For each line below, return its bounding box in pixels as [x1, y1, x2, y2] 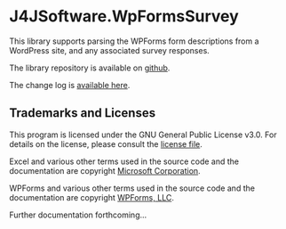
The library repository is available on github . [9, 62, 171, 73]
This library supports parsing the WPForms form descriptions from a [9, 36, 259, 46]
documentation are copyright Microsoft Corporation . [9, 165, 202, 176]
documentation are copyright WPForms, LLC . [9, 192, 175, 202]
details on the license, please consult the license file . [9, 138, 203, 149]
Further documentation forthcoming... [9, 209, 147, 220]
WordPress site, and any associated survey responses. [9, 45, 211, 55]
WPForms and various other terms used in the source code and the [9, 183, 256, 193]
